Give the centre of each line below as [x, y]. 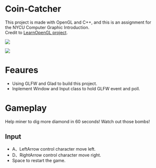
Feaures [22, 70]
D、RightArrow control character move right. [56, 155]
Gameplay [26, 108]
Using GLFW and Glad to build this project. [55, 84]
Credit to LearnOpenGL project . [36, 32]
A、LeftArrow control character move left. [54, 149]
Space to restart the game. [39, 160]
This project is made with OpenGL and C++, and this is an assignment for [78, 22]
